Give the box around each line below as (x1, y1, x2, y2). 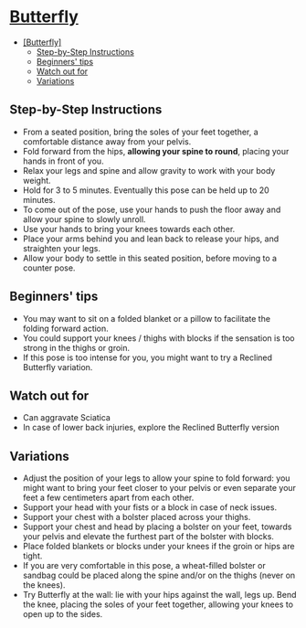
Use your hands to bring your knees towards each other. (22, 223, 236, 234)
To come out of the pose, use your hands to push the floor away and (22, 204, 281, 215)
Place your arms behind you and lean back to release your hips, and (22, 233, 280, 244)
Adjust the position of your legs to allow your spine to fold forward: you (22, 473, 290, 484)
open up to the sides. (22, 609, 103, 620)
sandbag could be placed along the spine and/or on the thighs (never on (22, 569, 296, 581)
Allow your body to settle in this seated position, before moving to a (22, 252, 277, 263)
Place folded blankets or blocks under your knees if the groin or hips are (22, 541, 295, 552)
